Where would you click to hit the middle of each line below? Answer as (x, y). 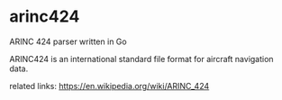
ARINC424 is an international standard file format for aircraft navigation (141, 59)
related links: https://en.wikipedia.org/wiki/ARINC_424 (109, 86)
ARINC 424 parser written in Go (68, 41)
